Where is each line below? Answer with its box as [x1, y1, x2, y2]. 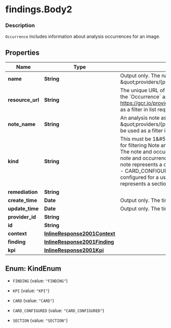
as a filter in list [120, 106, 156, 113]
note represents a [120, 161, 162, 168]
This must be [120, 136, 152, 143]
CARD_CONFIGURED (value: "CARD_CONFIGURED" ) [12, 308, 104, 314]
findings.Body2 [5, 4, 72, 15]
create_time [8, 197, 37, 204]
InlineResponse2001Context [44, 230, 116, 237]
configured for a [120, 174, 159, 181]
